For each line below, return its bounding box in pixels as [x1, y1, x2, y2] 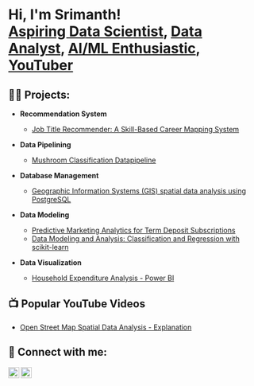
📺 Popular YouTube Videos [8, 297, 145, 311]
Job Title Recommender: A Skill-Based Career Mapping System [31, 125, 240, 134]
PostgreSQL [31, 195, 71, 204]
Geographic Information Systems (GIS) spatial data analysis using [31, 186, 246, 196]
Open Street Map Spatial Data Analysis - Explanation [19, 322, 192, 332]
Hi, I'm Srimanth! [8, 6, 121, 24]
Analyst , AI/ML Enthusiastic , [8, 40, 201, 57]
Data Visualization [19, 258, 82, 267]
